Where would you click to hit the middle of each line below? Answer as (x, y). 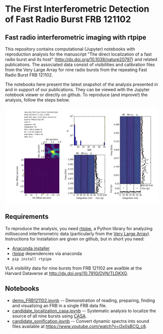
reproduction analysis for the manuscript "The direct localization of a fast (78, 54)
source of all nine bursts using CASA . (49, 316)
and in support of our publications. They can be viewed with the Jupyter (77, 89)
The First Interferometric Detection (77, 9)
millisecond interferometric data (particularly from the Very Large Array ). (78, 234)
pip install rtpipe (32, 259)
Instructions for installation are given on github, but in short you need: (75, 239)
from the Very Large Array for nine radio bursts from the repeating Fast (76, 70)
